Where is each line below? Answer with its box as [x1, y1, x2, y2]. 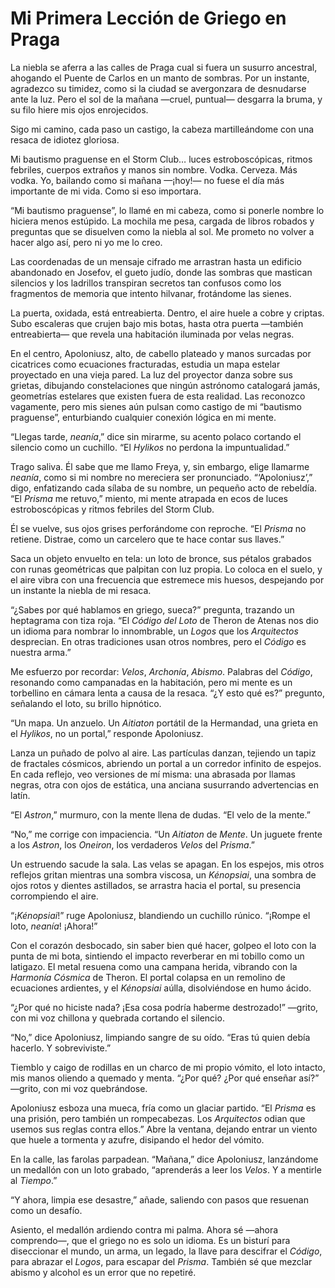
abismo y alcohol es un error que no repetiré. [10, 1266, 197, 1278]
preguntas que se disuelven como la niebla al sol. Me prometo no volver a [10, 225, 315, 237]
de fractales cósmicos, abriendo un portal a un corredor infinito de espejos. [10, 757, 322, 769]
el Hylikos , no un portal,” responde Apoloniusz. [10, 727, 204, 739]
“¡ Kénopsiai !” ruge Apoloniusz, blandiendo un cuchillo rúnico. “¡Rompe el [10, 909, 311, 921]
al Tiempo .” [10, 1174, 58, 1186]
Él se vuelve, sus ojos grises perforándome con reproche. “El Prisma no [10, 522, 307, 534]
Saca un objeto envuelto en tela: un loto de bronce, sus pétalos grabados [10, 552, 312, 564]
